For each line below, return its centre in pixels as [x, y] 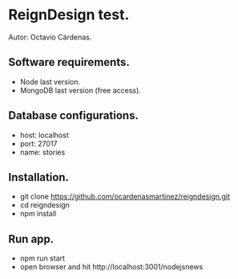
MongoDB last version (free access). [81, 90]
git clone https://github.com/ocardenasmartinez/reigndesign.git [125, 197]
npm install [38, 214]
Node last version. [50, 81]
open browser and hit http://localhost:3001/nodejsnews [111, 267]
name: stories [42, 152]
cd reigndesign [45, 205]
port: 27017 [38, 143]
